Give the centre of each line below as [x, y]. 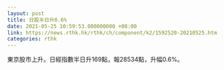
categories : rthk [32, 39]
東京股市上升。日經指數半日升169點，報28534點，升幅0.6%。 [95, 60]
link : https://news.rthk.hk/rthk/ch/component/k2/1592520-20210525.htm [112, 33]
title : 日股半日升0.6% [37, 20]
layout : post [26, 13]
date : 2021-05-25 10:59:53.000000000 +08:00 [72, 26]
